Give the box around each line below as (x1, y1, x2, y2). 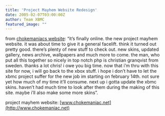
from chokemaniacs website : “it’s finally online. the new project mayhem (5, 36, 158, 42)
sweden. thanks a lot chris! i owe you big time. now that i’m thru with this (5, 63, 159, 69)
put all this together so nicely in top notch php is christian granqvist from (5, 57, 159, 64)
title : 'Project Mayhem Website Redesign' (5, 7, 97, 13)
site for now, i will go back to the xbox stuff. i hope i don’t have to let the (5, 68, 157, 74)
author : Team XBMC (5, 17, 45, 22)
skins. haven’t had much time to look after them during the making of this (5, 84, 160, 91)
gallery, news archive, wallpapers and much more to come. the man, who (5, 52, 160, 58)
